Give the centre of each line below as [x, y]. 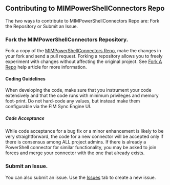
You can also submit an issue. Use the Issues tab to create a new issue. [81, 177]
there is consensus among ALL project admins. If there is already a [76, 142]
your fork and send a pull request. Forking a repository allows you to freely [84, 56]
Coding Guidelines [26, 78]
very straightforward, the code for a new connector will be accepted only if [84, 137]
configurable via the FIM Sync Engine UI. [48, 107]
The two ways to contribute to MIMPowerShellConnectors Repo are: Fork [82, 20]
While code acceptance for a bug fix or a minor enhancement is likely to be [84, 131]
